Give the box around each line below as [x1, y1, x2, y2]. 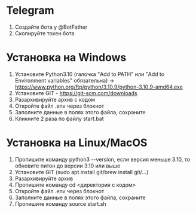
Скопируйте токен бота [14, 29, 75, 36]
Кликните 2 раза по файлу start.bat [14, 115, 105, 122]
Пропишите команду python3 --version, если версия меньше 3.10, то [14, 156, 190, 163]
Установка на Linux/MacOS [6, 136, 148, 150]
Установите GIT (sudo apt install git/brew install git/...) [14, 168, 149, 175]
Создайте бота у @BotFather [14, 23, 88, 31]
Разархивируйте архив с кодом [14, 96, 96, 103]
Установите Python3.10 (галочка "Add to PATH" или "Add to [14, 70, 165, 78]
